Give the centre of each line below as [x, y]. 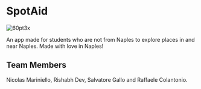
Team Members [36, 65]
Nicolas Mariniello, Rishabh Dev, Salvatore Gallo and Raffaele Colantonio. [97, 79]
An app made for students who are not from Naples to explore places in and [101, 39]
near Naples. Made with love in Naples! [55, 46]
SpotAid [27, 11]
